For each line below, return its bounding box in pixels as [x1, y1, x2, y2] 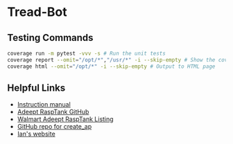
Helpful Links [7, 82, 66, 94]
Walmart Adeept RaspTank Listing [17, 115, 114, 123]
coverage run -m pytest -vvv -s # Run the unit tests [7, 50, 166, 57]
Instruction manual [17, 100, 71, 109]
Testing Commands [7, 32, 94, 44]
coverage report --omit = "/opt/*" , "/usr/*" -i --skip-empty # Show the [7, 56, 216, 63]
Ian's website [17, 129, 55, 138]
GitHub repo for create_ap [17, 123, 92, 131]
